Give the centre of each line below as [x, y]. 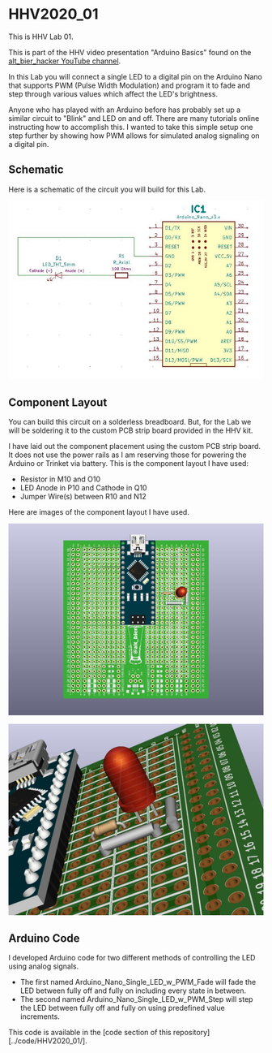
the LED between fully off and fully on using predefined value [122, 1008]
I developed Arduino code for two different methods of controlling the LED [132, 957]
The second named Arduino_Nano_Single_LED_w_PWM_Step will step [136, 999]
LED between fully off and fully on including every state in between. [133, 990]
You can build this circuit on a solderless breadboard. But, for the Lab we [130, 422]
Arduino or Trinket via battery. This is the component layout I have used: [129, 464]
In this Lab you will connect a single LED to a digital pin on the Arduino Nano [136, 76]
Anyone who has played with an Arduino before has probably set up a [125, 110]
